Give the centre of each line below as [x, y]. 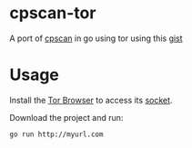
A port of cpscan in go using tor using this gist [96, 38]
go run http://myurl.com [56, 134]
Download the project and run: [66, 117]
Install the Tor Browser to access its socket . [91, 100]
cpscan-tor [53, 13]
